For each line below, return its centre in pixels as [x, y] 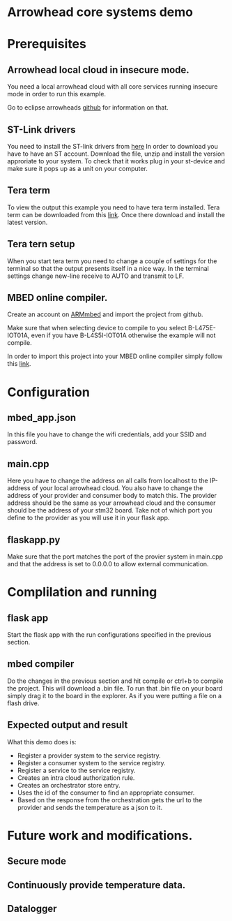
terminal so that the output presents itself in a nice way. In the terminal [108, 268]
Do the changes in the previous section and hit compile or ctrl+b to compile [116, 681]
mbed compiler [41, 664]
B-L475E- [202, 328]
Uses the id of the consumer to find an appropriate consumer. [106, 793]
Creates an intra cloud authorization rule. [76, 778]
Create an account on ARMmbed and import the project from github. [105, 314]
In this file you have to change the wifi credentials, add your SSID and [107, 434]
